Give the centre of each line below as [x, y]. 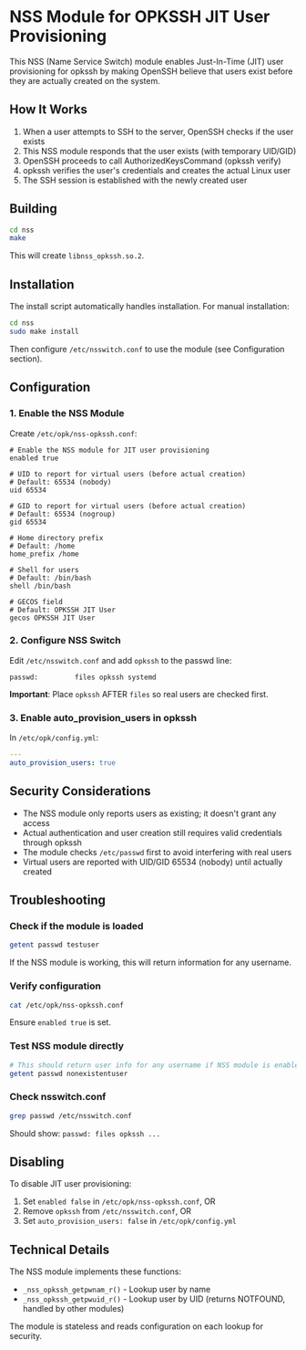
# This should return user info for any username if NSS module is [140, 1065]
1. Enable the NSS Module [67, 413]
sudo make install [44, 331]
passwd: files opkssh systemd [83, 677]
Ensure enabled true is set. [61, 1022]
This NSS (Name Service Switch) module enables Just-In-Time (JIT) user [147, 61]
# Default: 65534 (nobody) [61, 482]
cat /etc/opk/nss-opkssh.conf [67, 1005]
